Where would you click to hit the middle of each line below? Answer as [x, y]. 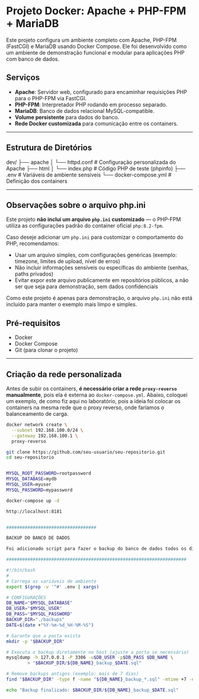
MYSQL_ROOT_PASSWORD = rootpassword [49, 473]
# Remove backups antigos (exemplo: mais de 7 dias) [73, 674]
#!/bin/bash [21, 570]
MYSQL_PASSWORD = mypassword [39, 490]
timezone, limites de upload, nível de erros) [67, 261]
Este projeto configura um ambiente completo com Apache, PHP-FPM [92, 40]
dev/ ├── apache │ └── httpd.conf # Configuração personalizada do [91, 162]
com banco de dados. [33, 59]
